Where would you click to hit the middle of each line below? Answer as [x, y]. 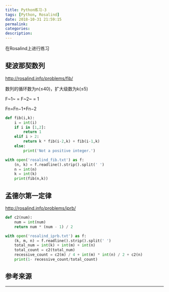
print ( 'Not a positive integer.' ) [59, 151]
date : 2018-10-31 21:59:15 [33, 19]
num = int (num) [30, 222]
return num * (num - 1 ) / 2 [44, 227]
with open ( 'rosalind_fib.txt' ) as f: [45, 160]
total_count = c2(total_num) [45, 250]
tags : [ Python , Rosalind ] [32, 15]
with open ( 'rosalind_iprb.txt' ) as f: [46, 236]
